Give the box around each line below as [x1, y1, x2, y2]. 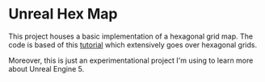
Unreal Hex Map [8, 5, 118, 23]
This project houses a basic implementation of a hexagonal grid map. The [8, 31, 254, 41]
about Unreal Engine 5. [8, 64, 85, 73]
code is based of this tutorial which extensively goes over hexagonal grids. [8, 39, 257, 49]
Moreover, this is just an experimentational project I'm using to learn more [8, 55, 254, 65]
